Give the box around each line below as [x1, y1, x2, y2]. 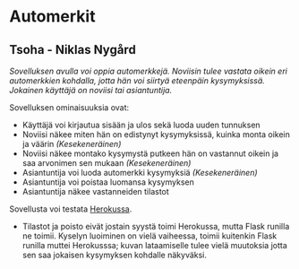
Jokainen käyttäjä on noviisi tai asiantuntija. [9, 85, 173, 95]
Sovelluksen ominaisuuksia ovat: [9, 102, 130, 113]
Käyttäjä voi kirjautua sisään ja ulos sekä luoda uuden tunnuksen [21, 119, 261, 130]
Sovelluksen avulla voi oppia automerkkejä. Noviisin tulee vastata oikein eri [9, 65, 288, 76]
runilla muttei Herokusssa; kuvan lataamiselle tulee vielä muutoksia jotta [21, 240, 288, 250]
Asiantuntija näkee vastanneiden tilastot [21, 187, 170, 196]
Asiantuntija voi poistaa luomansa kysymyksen [21, 177, 194, 187]
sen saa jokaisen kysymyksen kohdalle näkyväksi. [21, 249, 208, 260]
